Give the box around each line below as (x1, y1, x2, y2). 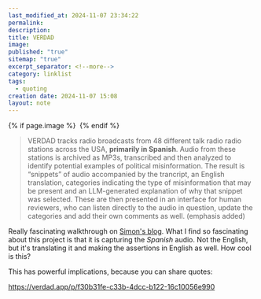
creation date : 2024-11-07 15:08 (8, 92, 118, 100)
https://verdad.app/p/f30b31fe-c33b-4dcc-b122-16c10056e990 (8, 282, 215, 292)
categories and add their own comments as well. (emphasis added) (27, 212, 246, 221)
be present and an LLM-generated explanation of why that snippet (27, 186, 243, 196)
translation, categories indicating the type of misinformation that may (27, 178, 252, 187)
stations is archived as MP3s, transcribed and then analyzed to (27, 153, 232, 162)
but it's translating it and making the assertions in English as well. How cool (8, 243, 252, 253)
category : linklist (8, 70, 72, 78)
